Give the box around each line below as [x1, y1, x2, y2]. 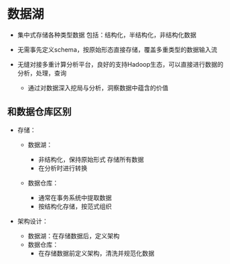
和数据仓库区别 [7, 106, 72, 118]
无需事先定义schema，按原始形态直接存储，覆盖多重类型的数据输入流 [17, 45, 217, 53]
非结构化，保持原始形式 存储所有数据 [38, 155, 144, 163]
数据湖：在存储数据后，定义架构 [27, 231, 120, 240]
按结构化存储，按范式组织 [38, 202, 112, 211]
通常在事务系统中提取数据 [38, 193, 112, 201]
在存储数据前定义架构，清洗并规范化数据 [38, 249, 155, 257]
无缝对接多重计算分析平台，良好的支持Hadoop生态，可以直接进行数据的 [17, 60, 224, 68]
